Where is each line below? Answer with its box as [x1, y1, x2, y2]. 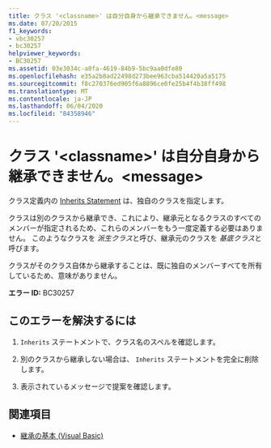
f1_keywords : [8, 27, 53, 35]
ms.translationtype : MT [8, 87, 89, 96]
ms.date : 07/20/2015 [8, 19, 78, 28]
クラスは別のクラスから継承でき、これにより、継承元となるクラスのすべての [8, 212, 261, 223]
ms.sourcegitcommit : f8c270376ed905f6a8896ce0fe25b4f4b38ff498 [8, 79, 227, 87]
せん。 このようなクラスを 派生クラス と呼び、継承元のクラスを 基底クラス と [8, 233, 262, 243]
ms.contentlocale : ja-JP [8, 95, 92, 103]
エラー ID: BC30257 [8, 288, 74, 297]
